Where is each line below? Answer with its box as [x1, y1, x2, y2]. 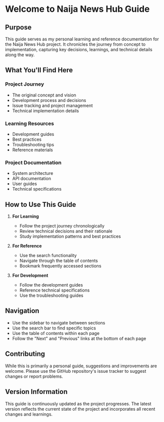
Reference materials [12, 147, 53, 153]
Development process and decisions [12, 97, 86, 103]
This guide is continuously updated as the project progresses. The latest [5, 400, 152, 407]
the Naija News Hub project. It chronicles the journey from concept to [5, 41, 146, 47]
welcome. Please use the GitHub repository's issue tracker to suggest [5, 368, 146, 374]
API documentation [12, 176, 52, 182]
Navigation [5, 307, 39, 315]
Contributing [5, 350, 45, 358]
